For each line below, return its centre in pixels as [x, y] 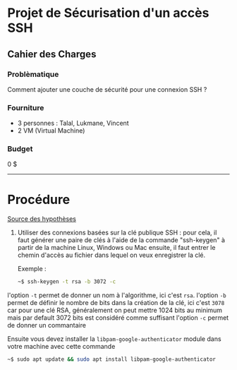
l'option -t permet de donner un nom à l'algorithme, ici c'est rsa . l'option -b [117, 295]
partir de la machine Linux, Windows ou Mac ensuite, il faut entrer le [116, 248]
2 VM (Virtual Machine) [51, 131]
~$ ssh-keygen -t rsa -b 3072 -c [67, 282]
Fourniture [26, 107]
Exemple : [32, 269]
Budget [20, 149]
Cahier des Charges [52, 54]
